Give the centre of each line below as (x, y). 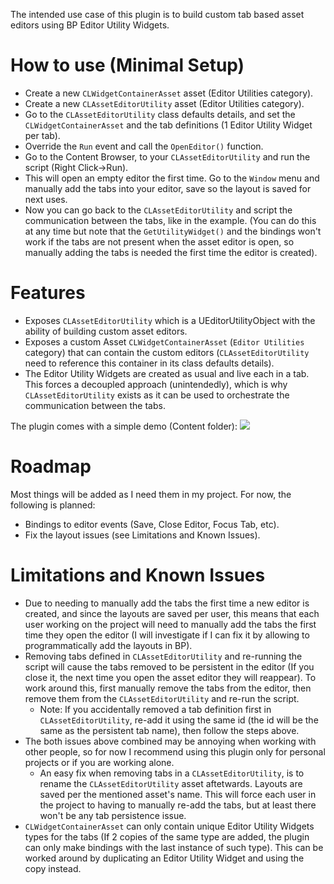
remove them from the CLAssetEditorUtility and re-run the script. (162, 698)
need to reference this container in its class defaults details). (149, 363)
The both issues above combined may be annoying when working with (170, 741)
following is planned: (53, 505)
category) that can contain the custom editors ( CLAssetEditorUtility (167, 352)
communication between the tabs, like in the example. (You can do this (170, 220)
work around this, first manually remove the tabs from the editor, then (168, 688)
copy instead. (53, 868)
